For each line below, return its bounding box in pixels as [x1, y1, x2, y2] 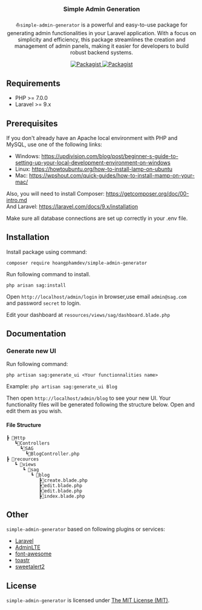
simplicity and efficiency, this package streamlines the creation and [18, 36, 186, 44]
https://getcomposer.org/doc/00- [105, 190, 189, 197]
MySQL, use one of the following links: [6, 141, 103, 148]
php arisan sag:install [6, 282, 67, 288]
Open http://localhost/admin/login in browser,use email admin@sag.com [6, 293, 187, 300]
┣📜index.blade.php [38, 493, 85, 499]
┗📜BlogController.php [25, 451, 80, 457]
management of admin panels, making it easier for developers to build [14, 42, 189, 50]
